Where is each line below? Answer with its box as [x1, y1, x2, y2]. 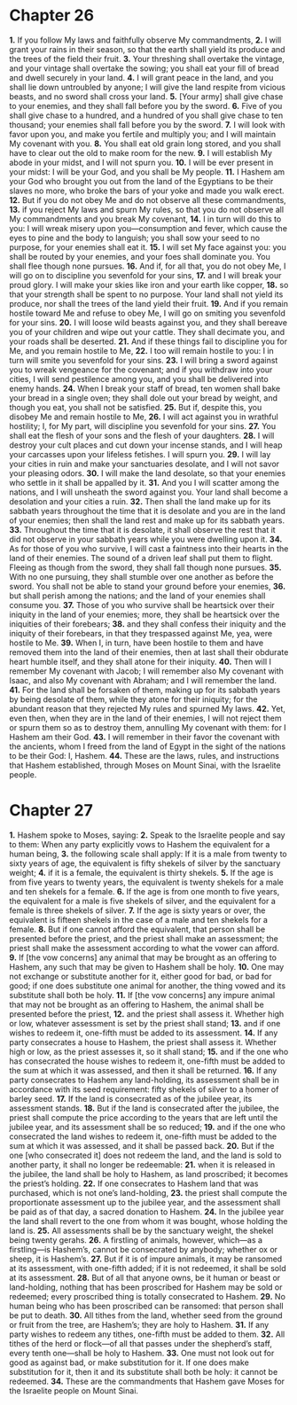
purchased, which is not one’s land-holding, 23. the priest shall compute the [9, 1187, 288, 1198]
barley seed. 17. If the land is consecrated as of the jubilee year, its [9, 1093, 253, 1104]
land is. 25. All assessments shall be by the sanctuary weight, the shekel [9, 1225, 274, 1236]
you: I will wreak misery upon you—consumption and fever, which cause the [9, 222, 288, 233]
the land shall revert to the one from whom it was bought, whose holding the [9, 1215, 288, 1226]
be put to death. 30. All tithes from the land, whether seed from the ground [9, 1309, 283, 1321]
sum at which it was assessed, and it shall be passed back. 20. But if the [9, 1140, 275, 1151]
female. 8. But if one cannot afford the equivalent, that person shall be [9, 924, 266, 934]
